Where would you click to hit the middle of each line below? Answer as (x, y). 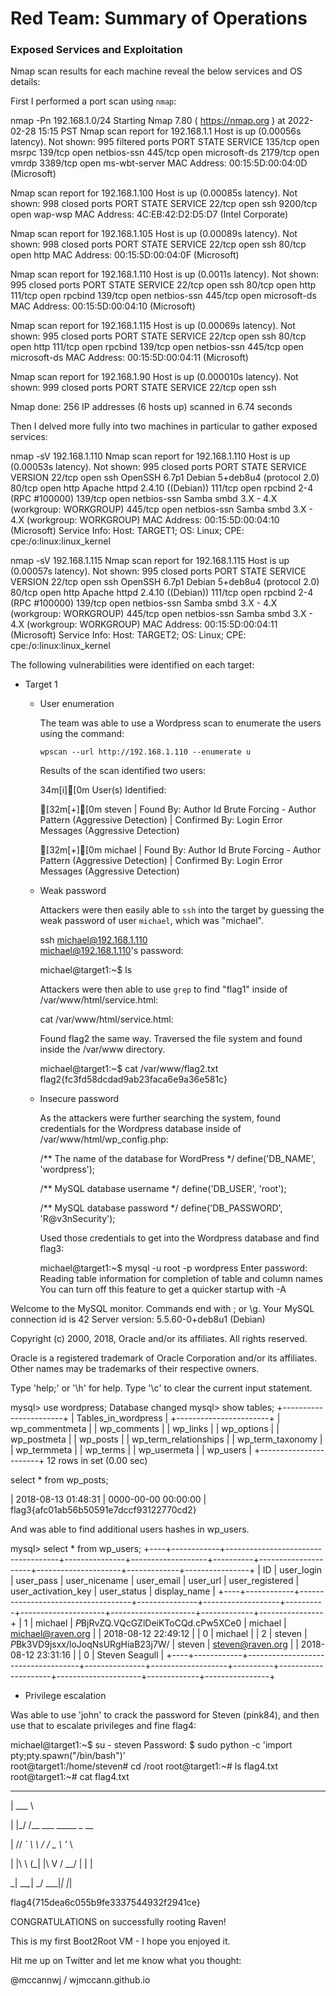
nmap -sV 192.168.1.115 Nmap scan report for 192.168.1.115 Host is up (150, 561)
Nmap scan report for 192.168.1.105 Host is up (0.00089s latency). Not (154, 234)
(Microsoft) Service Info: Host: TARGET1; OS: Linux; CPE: (127, 531)
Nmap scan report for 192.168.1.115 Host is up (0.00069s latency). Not (153, 326)
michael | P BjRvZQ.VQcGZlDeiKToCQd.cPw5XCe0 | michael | (161, 1623)
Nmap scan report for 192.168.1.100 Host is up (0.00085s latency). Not (154, 193)
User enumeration (77, 704)
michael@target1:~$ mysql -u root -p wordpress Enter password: (173, 1268)
